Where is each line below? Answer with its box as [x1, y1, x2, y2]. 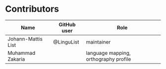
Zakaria [7, 55, 25, 62]
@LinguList [53, 38, 80, 45]
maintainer [86, 38, 111, 45]
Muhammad [7, 49, 36, 56]
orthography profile [86, 55, 131, 62]
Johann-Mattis [7, 35, 43, 42]
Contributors [5, 3, 59, 15]
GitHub [58, 21, 76, 28]
